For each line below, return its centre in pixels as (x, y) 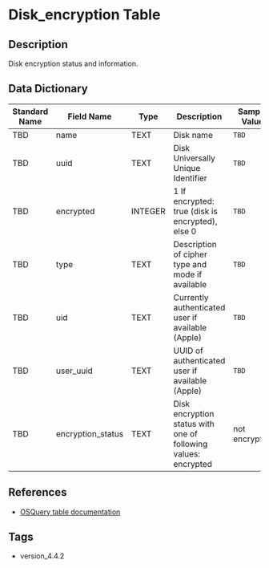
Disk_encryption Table (84, 15)
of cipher (191, 254)
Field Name (90, 116)
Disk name (193, 135)
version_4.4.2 (42, 556)
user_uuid (74, 371)
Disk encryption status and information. (73, 63)
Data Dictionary (48, 89)
